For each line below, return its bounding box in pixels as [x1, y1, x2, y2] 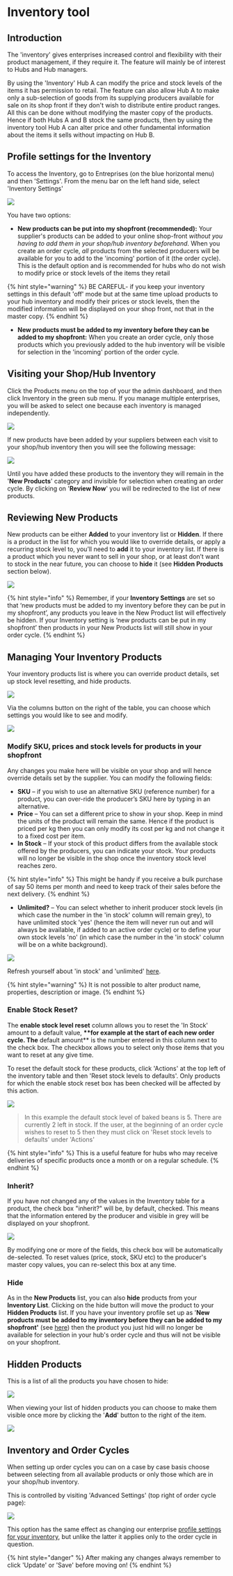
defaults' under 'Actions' [24, 1135, 95, 1143]
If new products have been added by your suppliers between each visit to [7, 435, 218, 444]
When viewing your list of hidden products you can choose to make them [7, 1404, 217, 1412]
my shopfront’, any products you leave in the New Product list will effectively [7, 608, 226, 617]
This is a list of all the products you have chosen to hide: [7, 1377, 169, 1386]
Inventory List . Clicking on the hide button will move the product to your [7, 1301, 214, 1309]
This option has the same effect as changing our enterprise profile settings [7, 1525, 221, 1533]
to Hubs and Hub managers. [7, 66, 88, 73]
